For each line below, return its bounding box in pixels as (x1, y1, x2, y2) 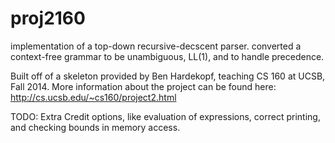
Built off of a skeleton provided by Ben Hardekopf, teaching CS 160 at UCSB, (10, 70, 326, 82)
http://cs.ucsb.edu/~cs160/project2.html (10, 91, 177, 103)
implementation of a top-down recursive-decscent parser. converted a (10, 40, 302, 52)
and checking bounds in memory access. (10, 121, 181, 133)
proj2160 (10, 7, 86, 30)
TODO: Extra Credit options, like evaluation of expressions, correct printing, (10, 110, 321, 122)
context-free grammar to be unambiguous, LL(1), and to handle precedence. (10, 50, 325, 62)
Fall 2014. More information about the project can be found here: (10, 80, 277, 92)
